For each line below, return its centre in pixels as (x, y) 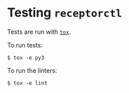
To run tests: (25, 45)
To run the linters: (32, 70)
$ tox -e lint (28, 83)
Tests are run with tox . (39, 32)
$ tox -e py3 (26, 58)
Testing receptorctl (65, 13)
